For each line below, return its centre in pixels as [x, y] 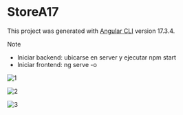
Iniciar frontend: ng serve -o [57, 64]
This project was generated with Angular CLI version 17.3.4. [91, 31]
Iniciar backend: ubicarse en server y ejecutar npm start [97, 57]
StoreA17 [33, 12]
